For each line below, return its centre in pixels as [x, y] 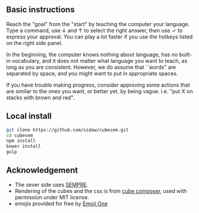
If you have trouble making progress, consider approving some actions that [98, 85]
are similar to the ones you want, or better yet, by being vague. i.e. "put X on [99, 91]
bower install [24, 147]
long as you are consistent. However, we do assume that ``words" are [91, 67]
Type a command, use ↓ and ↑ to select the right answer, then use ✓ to [94, 30]
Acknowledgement [42, 171]
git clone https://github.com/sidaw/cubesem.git [67, 130]
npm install [21, 141]
